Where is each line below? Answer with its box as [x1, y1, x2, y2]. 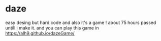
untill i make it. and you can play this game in [5, 24, 99, 30]
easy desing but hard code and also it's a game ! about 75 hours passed [5, 19, 156, 25]
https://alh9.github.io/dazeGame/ [5, 30, 75, 36]
